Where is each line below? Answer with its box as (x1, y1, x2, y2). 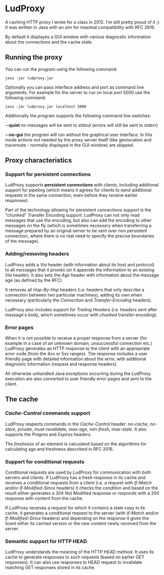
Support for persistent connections (5, 171, 91, 178)
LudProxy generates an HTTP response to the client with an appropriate (5, 345, 150, 351)
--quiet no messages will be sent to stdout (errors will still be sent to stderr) (5, 122, 158, 128)
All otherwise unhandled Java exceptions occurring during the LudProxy (5, 370, 151, 377)
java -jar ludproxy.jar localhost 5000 (5, 104, 87, 109)
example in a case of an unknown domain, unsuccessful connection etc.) (5, 341, 153, 346)
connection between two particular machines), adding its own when (5, 292, 142, 298)
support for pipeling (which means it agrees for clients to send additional (5, 187, 152, 193)
